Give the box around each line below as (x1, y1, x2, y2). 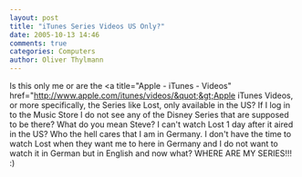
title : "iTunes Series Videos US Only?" (9, 22, 166, 31)
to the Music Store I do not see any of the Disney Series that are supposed (9, 110, 289, 120)
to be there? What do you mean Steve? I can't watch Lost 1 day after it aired (9, 119, 294, 130)
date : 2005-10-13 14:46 (9, 30, 100, 39)
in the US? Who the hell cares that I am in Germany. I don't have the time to (9, 129, 292, 139)
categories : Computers (9, 47, 96, 56)
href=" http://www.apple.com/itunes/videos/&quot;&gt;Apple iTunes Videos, (9, 90, 294, 101)
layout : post (9, 13, 59, 23)
